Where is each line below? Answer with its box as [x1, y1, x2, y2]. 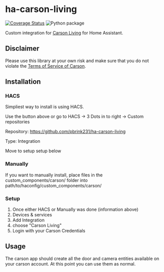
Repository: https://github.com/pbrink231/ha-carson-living [5, 129, 126, 135]
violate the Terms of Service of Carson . [5, 63, 86, 69]
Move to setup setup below [5, 148, 61, 154]
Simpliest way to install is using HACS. [5, 104, 84, 110]
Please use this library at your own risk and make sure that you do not [5, 58, 149, 64]
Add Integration [12, 217, 45, 223]
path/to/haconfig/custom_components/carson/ [5, 182, 102, 188]
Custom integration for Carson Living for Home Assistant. [5, 30, 123, 36]
